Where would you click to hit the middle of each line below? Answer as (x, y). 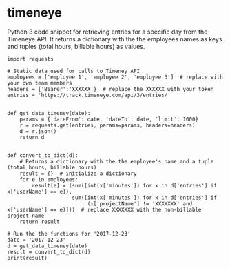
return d (32, 137)
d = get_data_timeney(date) (48, 246)
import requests (30, 59)
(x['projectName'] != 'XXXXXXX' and (140, 204)
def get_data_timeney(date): (49, 113)
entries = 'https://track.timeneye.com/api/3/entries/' (89, 95)
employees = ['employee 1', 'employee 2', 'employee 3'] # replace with (115, 77)
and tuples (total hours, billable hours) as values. (76, 46)
